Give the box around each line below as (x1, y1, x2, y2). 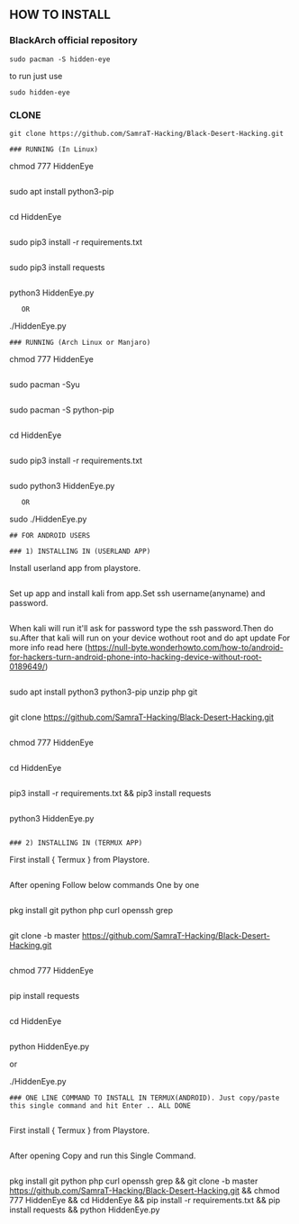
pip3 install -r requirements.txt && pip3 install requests (9, 787, 212, 798)
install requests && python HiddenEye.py (9, 1204, 160, 1215)
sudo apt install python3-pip (9, 186, 114, 196)
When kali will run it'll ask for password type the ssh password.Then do (9, 622, 274, 633)
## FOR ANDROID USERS (9, 530, 91, 539)
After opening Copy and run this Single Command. (9, 1150, 196, 1161)
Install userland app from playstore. (9, 562, 141, 573)
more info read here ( (9, 641, 88, 652)
